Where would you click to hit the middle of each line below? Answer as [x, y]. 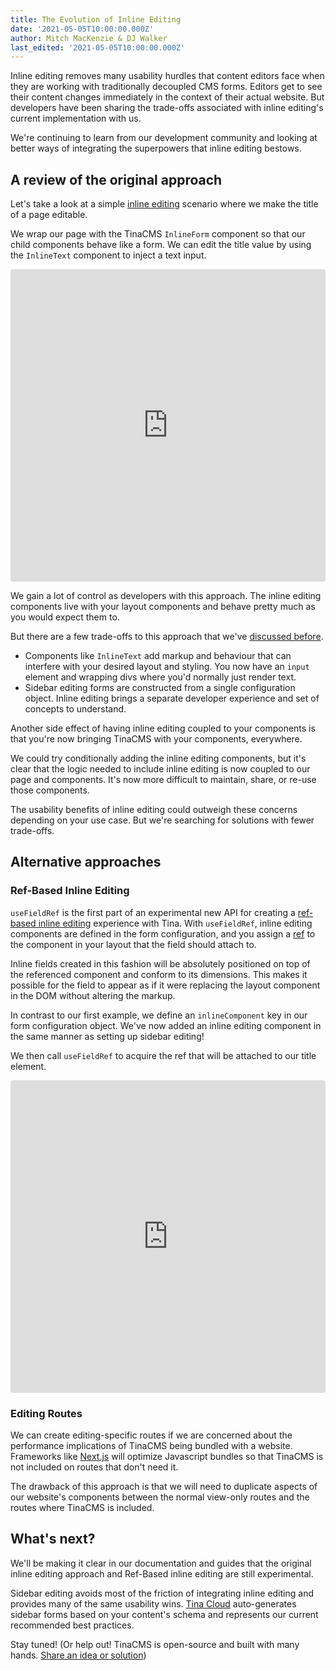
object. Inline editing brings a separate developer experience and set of [172, 698]
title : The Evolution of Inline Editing [96, 19]
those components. [50, 790]
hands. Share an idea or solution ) [78, 1655]
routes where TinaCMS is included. [82, 1508]
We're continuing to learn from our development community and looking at [164, 138]
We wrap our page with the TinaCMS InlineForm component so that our [158, 234]
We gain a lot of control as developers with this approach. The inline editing [166, 596]
